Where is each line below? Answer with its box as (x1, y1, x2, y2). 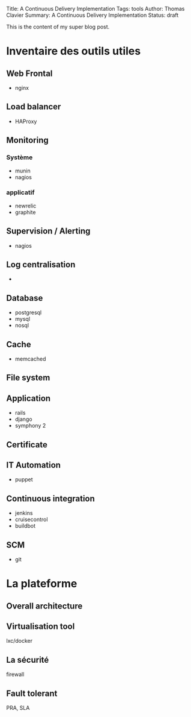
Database (6, 292, 43, 303)
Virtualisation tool (6, 621, 75, 632)
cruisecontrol (14, 516, 48, 523)
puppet (14, 476, 33, 483)
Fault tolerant (6, 688, 58, 698)
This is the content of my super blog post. (6, 24, 110, 30)
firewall (6, 671, 25, 678)
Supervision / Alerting (6, 226, 91, 236)
